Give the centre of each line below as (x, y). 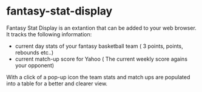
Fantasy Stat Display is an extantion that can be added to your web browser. (102, 28)
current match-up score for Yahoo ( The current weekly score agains (101, 59)
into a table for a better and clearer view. (57, 84)
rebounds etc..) (34, 52)
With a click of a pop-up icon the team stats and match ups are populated (98, 77)
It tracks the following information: (49, 34)
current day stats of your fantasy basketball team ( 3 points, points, (99, 46)
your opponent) (35, 65)
